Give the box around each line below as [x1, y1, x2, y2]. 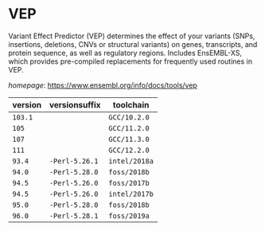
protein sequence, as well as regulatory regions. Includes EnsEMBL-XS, [8, 48, 243, 57]
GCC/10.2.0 [108, 112, 150, 122]
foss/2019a [108, 211, 150, 220]
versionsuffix [49, 99, 101, 110]
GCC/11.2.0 [108, 123, 150, 132]
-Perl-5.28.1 [49, 211, 99, 220]
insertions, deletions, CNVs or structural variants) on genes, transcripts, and [8, 39, 258, 49]
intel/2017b [108, 189, 154, 198]
